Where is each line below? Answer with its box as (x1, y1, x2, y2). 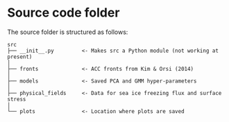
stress (7, 96, 26, 103)
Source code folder (7, 5, 120, 21)
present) (7, 53, 33, 60)
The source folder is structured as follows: (7, 28, 128, 36)
